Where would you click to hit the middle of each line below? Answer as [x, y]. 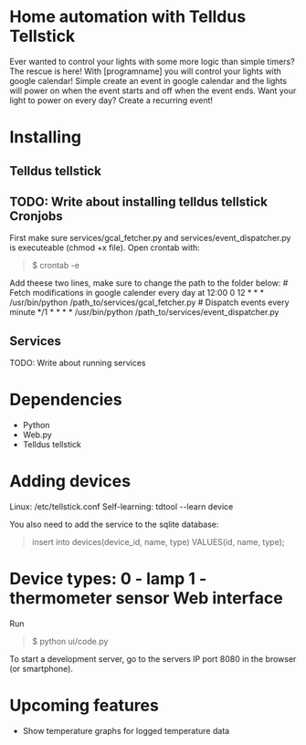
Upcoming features [84, 706]
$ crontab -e [56, 266]
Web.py [37, 435]
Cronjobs [37, 216]
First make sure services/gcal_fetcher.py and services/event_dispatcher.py [150, 238]
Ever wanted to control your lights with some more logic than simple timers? [152, 61]
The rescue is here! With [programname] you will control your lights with [145, 71]
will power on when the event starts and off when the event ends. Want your [153, 90]
